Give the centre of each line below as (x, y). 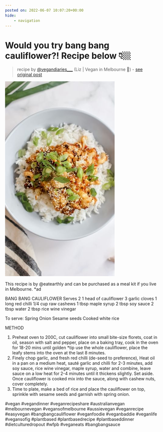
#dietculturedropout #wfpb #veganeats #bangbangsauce (63, 425)
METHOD (15, 328)
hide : (10, 15)
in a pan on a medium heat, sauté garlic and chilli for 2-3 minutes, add (82, 363)
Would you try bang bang (57, 45)
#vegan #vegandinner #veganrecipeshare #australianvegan (65, 404)
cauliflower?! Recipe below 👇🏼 (68, 56)
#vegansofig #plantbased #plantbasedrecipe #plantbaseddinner (70, 419)
